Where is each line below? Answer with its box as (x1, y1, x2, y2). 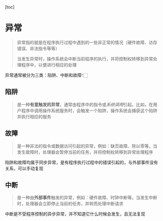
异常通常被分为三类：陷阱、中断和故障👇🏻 (5, 72, 88, 78)
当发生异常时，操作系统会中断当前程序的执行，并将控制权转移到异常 (16, 56, 153, 62)
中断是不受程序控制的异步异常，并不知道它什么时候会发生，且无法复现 (5, 211, 146, 217)
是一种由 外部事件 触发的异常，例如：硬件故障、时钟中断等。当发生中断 (16, 195, 158, 201)
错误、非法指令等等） (16, 46, 60, 51)
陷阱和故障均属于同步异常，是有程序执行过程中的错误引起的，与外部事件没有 (5, 159, 158, 165)
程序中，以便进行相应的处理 (21, 62, 77, 67)
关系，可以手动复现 (5, 165, 44, 171)
